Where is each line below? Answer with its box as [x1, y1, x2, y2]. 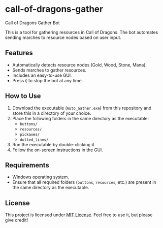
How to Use [5, 92, 41, 100]
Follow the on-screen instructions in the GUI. [12, 147, 103, 153]
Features [5, 49, 33, 57]
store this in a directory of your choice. [12, 110, 91, 116]
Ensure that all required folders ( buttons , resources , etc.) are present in [12, 179, 157, 185]
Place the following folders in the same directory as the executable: [12, 115, 149, 121]
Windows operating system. [12, 174, 69, 180]
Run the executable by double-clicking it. [12, 141, 96, 147]
